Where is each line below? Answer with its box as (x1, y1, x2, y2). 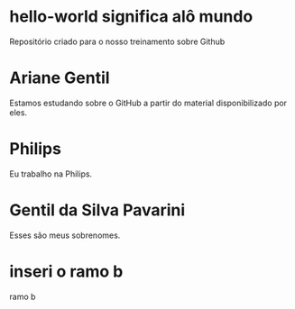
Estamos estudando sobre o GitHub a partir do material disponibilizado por (9, 97, 287, 108)
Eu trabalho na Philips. (9, 168, 93, 179)
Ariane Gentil (9, 68, 110, 88)
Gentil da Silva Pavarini (9, 200, 186, 220)
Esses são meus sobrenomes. (9, 230, 121, 241)
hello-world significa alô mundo (9, 6, 254, 27)
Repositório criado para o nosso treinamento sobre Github (9, 36, 226, 47)
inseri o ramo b (9, 261, 124, 281)
